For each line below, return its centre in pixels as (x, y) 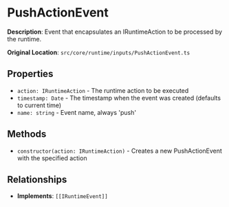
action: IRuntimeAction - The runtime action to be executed (103, 90)
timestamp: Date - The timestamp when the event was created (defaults (119, 98)
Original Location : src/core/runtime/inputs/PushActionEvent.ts (99, 52)
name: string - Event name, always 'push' (76, 112)
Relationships (37, 179)
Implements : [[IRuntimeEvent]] (62, 196)
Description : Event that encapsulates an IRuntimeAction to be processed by (115, 32)
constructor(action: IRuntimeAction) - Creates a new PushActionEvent (119, 151)
